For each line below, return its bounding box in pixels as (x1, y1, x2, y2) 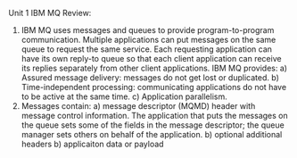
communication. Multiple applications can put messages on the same (21, 35, 276, 45)
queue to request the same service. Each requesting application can (21, 44, 273, 54)
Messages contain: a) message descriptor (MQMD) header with (21, 101, 256, 111)
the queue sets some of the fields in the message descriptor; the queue (21, 120, 285, 130)
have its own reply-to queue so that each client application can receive (21, 54, 282, 63)
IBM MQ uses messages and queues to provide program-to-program (21, 25, 275, 35)
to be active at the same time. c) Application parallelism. (21, 91, 228, 102)
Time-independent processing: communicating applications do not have (21, 82, 287, 92)
